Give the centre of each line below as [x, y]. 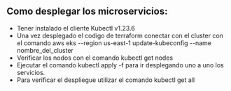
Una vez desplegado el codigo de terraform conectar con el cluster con [120, 35]
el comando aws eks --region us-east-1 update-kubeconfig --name [114, 43]
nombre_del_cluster [45, 50]
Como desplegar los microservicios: [87, 11]
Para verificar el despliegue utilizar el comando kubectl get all [106, 80]
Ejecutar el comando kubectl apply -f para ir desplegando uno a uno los [120, 65]
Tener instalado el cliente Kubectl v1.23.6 [76, 28]
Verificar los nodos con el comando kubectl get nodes [94, 58]
